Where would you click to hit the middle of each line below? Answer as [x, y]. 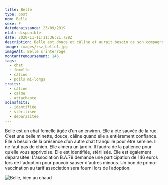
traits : [13, 84]
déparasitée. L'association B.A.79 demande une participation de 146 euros [82, 157]
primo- [150, 162]
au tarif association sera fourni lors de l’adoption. [80, 168]
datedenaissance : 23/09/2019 [35, 28]
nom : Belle [16, 19]
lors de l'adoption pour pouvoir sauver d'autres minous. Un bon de [74, 162]
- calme [18, 93]
